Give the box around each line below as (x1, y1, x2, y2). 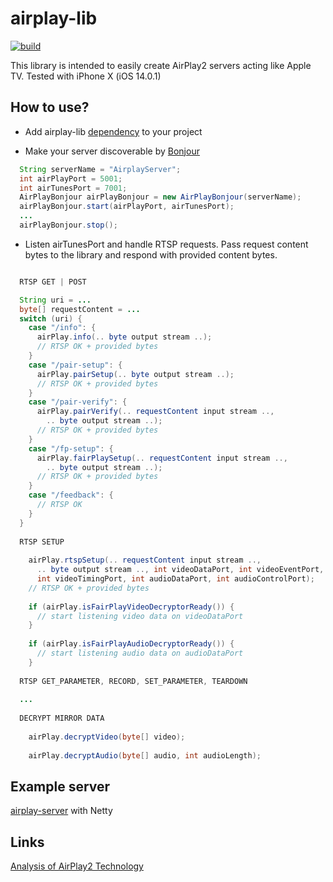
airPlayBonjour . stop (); (19, 220, 118, 230)
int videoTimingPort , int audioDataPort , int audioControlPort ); (36, 574, 315, 584)
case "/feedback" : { (28, 490, 114, 501)
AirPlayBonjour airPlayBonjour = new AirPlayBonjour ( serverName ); (19, 192, 302, 202)
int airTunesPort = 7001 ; (19, 183, 128, 193)
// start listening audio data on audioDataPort (36, 648, 244, 658)
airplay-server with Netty (10, 805, 113, 817)
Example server (10, 778, 111, 795)
